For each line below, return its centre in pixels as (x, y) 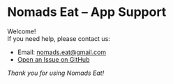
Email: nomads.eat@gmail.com (62, 52)
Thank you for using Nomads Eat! (56, 73)
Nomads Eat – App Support (87, 12)
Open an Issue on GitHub (53, 59)
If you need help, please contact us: (59, 38)
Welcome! (22, 31)
